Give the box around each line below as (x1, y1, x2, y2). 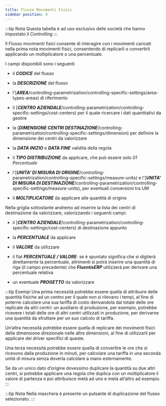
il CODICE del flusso (12, 70, 54, 76)
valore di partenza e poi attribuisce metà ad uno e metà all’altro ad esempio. (5, 376, 161, 382)
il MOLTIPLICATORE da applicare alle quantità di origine (12, 195, 127, 201)
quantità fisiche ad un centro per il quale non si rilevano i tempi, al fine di (5, 294, 154, 300)
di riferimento (40, 95, 68, 101)
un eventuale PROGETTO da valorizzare (12, 279, 94, 285)
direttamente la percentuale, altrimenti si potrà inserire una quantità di (12, 259, 156, 265)
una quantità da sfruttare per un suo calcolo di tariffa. (5, 315, 115, 321)
